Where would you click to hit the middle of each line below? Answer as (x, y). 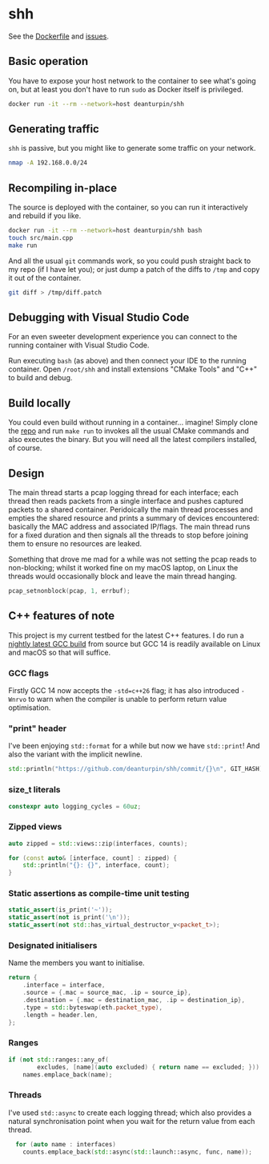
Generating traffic (54, 129)
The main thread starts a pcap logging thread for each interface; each (123, 493)
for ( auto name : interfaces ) (66, 1144)
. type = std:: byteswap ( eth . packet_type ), (92, 1008)
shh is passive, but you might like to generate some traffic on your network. (132, 148)
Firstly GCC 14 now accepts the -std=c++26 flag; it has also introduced (124, 691)
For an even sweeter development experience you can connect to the (123, 337)
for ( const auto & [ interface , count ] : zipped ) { (93, 858)
